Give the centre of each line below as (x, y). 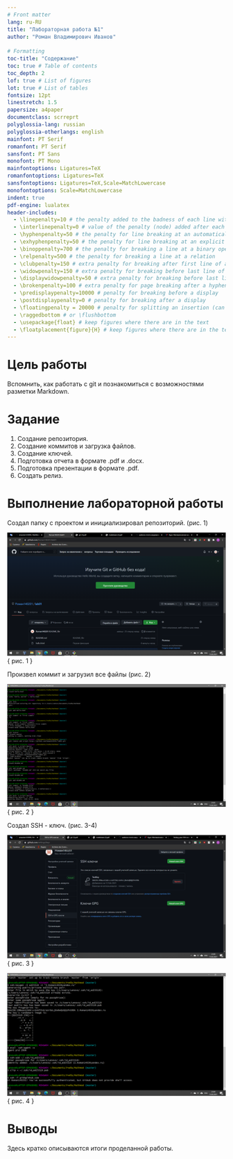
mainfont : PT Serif (35, 139)
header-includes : (32, 212)
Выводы (32, 1129)
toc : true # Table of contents (52, 66)
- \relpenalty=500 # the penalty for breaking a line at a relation (114, 256)
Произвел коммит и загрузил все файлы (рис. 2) (79, 674)
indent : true (26, 198)
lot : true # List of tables (48, 88)
